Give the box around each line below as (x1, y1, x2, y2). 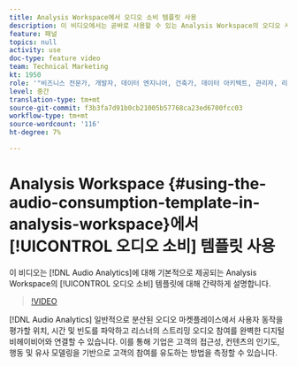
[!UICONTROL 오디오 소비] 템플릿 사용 (9, 236, 276, 256)
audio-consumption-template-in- (9, 193, 261, 213)
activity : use (9, 46, 62, 55)
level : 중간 (9, 87, 50, 95)
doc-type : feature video (9, 54, 101, 63)
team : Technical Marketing (9, 63, 109, 72)
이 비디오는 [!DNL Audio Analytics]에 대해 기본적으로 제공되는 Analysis (9, 267, 257, 278)
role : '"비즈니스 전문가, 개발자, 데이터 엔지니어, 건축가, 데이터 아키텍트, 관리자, (9, 79, 278, 88)
